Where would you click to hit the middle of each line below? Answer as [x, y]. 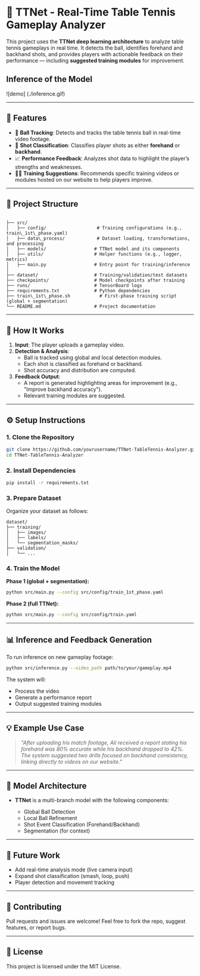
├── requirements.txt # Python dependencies [78, 291]
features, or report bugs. [36, 928]
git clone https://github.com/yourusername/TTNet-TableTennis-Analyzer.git [102, 449]
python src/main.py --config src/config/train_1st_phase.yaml [85, 592]
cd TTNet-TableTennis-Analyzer [45, 455]
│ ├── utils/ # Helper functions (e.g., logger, [94, 254]
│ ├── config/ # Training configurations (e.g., [94, 228]
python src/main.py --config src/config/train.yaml [71, 615]
